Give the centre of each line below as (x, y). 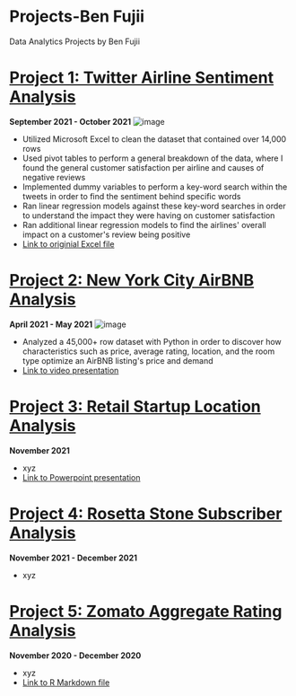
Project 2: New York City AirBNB (132, 281)
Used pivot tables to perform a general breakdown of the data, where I (152, 158)
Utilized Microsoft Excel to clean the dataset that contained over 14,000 (154, 139)
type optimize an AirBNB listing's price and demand (118, 360)
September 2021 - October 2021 (70, 121)
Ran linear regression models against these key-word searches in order (154, 206)
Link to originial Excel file (68, 243)
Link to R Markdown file (66, 682)
